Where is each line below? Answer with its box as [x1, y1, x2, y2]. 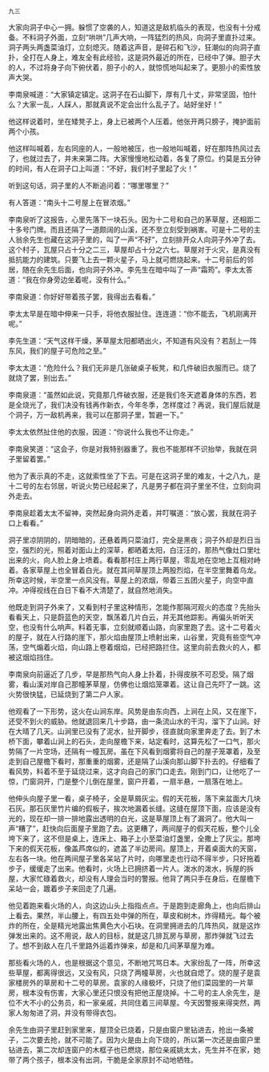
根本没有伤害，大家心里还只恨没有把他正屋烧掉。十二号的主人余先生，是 [22, 988, 261, 997]
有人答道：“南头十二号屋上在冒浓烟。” [8, 198, 130, 207]
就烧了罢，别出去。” [8, 373, 72, 382]
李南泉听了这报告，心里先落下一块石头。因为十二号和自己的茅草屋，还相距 [8, 215, 254, 224]
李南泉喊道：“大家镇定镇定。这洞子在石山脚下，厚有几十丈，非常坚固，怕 [8, 90, 251, 99]
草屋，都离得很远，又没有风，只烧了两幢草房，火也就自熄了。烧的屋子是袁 [14, 968, 261, 977]
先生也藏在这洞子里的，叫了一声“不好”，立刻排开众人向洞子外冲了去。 [29, 235, 260, 244]
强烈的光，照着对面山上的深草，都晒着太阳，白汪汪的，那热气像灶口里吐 [22, 546, 261, 554]
